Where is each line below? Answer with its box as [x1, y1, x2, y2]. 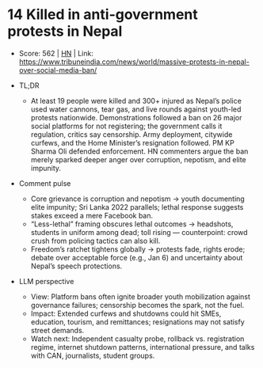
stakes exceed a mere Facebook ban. [30, 211, 154, 220]
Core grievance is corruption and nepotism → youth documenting [30, 194, 245, 203]
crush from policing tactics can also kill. [30, 236, 161, 245]
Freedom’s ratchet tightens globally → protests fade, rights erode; [30, 244, 246, 254]
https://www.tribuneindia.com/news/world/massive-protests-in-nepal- [18, 57, 250, 66]
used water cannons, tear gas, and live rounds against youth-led [30, 104, 242, 114]
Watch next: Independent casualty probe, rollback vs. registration [30, 334, 245, 343]
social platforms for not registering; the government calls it [30, 121, 223, 131]
